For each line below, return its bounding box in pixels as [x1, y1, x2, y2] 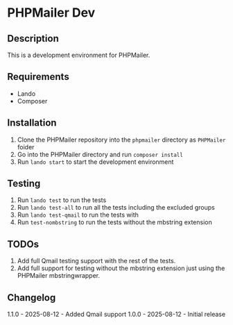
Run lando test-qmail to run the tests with [17, 210, 139, 219]
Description [7, 33, 59, 44]
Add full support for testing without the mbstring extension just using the [17, 264, 225, 272]
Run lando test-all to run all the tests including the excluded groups [17, 203, 215, 212]
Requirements [7, 71, 69, 83]
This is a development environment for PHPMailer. [7, 51, 150, 59]
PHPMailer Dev [7, 5, 96, 21]
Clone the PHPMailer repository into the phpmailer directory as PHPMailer [17, 135, 226, 144]
